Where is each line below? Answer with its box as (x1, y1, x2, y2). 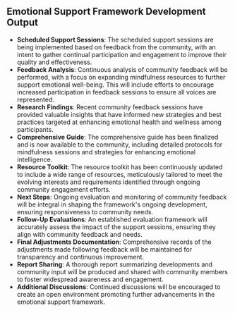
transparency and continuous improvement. (16, 252, 145, 261)
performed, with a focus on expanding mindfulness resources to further (16, 73, 226, 81)
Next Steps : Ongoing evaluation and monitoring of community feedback (16, 192, 227, 201)
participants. (16, 125, 54, 133)
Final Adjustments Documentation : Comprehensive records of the (16, 238, 212, 246)
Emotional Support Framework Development (6, 6, 206, 18)
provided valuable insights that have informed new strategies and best (16, 110, 222, 118)
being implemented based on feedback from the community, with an (16, 42, 216, 51)
